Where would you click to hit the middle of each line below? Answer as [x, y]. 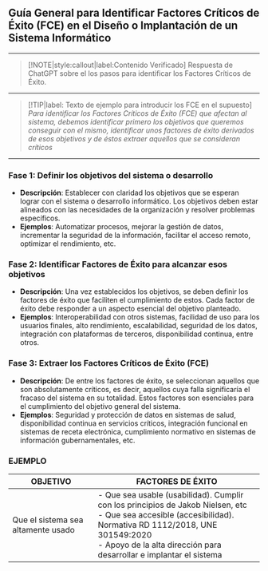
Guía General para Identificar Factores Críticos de [134, 13]
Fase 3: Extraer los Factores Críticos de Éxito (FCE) [109, 363]
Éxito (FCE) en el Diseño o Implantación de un [123, 26]
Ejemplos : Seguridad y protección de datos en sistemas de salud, [128, 414]
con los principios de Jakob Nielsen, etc [172, 505]
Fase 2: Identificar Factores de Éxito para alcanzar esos [118, 264]
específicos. [40, 218]
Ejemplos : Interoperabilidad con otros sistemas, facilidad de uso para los [140, 317]
